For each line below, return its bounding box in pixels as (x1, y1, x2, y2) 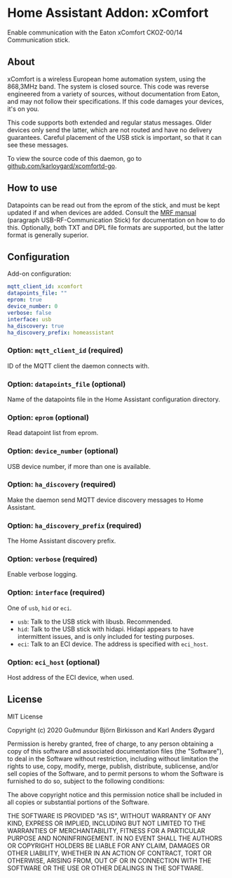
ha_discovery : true (7, 322, 64, 330)
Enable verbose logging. (7, 570, 78, 579)
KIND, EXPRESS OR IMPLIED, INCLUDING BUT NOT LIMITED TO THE (7, 819, 206, 827)
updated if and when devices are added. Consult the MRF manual (7, 208, 197, 217)
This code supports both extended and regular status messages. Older (7, 118, 212, 127)
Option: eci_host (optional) (7, 657, 100, 667)
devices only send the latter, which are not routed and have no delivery (7, 125, 212, 134)
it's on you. (7, 104, 40, 113)
